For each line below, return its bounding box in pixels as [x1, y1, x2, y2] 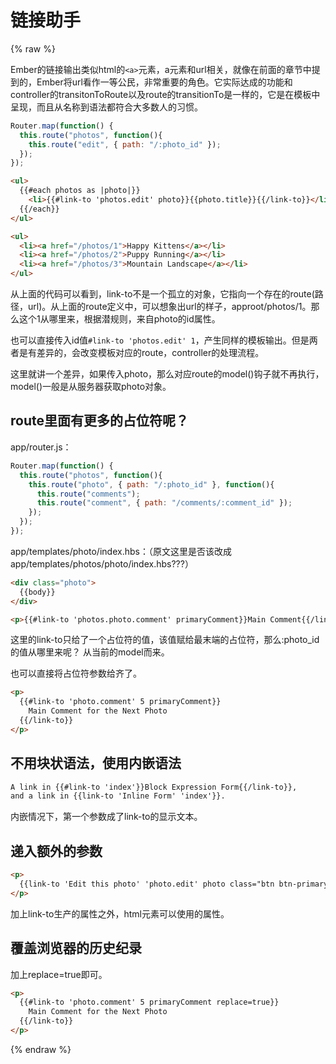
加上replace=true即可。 [10, 968, 108, 980]
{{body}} [19, 587, 56, 597]
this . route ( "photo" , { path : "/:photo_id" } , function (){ [28, 479, 275, 490]
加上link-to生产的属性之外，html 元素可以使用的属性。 [10, 907, 230, 920]
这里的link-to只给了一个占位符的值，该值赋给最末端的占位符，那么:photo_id [10, 634, 320, 646]
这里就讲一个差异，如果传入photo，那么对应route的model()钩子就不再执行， [10, 368, 325, 380]
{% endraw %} [10, 1043, 72, 1055]
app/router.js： [10, 441, 72, 453]
